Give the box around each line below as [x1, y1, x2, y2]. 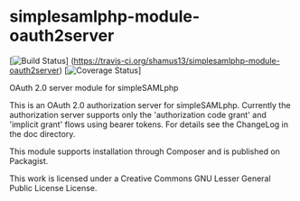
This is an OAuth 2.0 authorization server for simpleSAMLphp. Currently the [9, 99, 291, 110]
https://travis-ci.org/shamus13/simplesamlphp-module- [73, 55, 280, 66]
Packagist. [9, 155, 49, 166]
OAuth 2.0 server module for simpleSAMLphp [9, 82, 179, 93]
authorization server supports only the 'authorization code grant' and [9, 109, 267, 120]
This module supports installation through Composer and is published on [9, 146, 280, 157]
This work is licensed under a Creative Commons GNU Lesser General [9, 173, 271, 184]
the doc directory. [9, 128, 76, 139]
